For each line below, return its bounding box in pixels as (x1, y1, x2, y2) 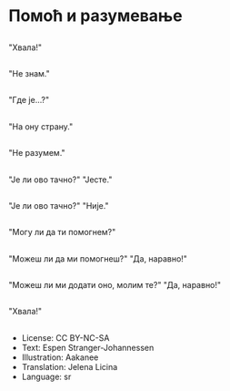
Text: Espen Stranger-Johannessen (21, 342, 155, 353)
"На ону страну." (8, 120, 74, 132)
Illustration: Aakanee (21, 352, 99, 363)
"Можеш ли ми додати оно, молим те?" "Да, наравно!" (8, 280, 222, 291)
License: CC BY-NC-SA (21, 332, 110, 343)
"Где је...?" (8, 95, 50, 106)
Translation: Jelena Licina (21, 361, 118, 372)
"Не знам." (8, 67, 51, 78)
